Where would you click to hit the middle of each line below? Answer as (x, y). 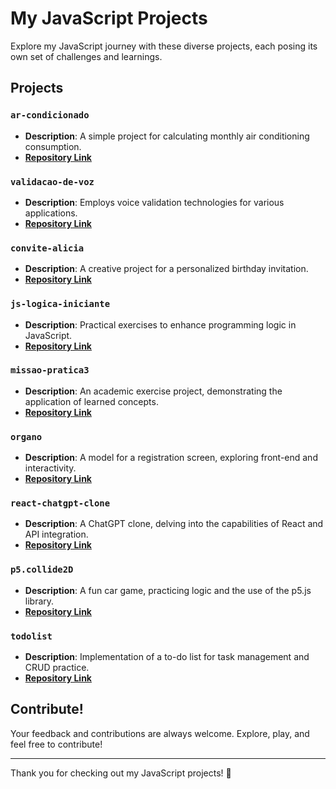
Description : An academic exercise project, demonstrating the (153, 391)
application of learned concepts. (91, 401)
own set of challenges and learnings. (86, 56)
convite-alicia (47, 248)
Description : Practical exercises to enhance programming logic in (160, 324)
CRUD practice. (57, 667)
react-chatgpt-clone (60, 503)
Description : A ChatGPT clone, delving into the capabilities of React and (174, 524)
